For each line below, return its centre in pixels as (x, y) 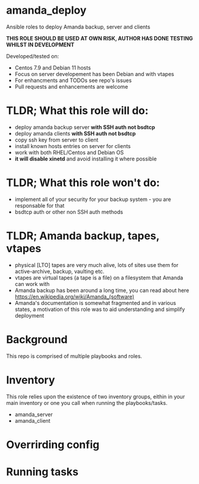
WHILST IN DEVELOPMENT (40, 45)
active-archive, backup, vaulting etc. (60, 271)
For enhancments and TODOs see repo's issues (73, 80)
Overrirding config (53, 444)
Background (37, 339)
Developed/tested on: (33, 56)
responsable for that (40, 205)
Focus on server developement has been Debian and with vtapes (94, 74)
